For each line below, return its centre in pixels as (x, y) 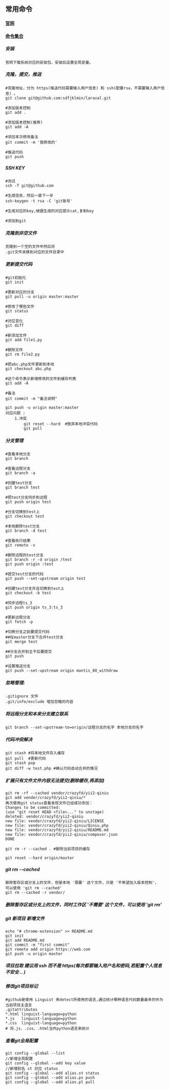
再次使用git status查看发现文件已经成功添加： (49, 803)
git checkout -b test (28, 593)
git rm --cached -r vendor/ (35, 893)
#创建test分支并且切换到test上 (35, 589)
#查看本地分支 (18, 454)
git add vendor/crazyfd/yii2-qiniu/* (46, 798)
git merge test (22, 642)
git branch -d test (26, 531)
